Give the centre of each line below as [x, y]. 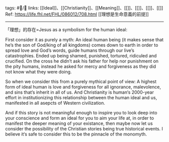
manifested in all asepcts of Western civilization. [55, 103]
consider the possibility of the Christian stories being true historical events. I [84, 129]
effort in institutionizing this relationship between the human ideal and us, [81, 97]
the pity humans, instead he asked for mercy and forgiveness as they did [81, 66]
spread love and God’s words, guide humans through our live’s [70, 50]
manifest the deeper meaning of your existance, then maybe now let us [79, 123]
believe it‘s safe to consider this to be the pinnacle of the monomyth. [76, 134]
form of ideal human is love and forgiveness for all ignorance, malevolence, [83, 87]
